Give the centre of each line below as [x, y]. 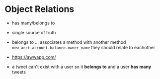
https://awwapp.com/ [34, 57]
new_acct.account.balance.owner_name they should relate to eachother [83, 47]
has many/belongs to [33, 23]
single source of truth [34, 32]
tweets [19, 72]
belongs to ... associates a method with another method [69, 42]
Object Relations [40, 9]
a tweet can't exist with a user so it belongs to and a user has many [81, 67]
